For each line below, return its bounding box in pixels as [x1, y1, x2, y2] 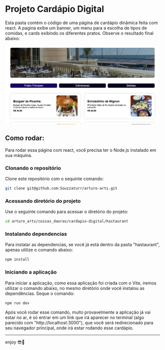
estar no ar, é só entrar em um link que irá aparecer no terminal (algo [5, 315, 144, 320]
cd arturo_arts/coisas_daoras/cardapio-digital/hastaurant [5, 219, 129, 224]
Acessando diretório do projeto [5, 197, 81, 204]
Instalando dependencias [5, 230, 67, 237]
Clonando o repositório [5, 164, 61, 171]
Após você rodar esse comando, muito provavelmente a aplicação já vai [5, 309, 151, 316]
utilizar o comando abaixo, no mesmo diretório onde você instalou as [5, 285, 145, 291]
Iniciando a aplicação [5, 269, 57, 276]
